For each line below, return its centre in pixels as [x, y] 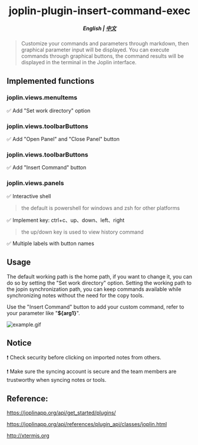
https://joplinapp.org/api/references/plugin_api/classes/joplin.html [87, 424]
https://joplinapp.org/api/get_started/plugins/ [62, 413]
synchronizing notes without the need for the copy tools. [75, 295]
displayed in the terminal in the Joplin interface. [79, 63]
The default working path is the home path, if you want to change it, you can [99, 276]
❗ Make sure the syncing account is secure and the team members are [92, 372]
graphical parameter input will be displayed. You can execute [95, 50]
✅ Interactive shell [29, 196]
